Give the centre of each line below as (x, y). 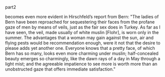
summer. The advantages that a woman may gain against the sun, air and (79, 38)
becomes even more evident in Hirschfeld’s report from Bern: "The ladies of (82, 17)
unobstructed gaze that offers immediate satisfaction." (60, 69)
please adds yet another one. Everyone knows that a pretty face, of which (80, 48)
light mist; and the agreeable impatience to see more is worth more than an (81, 64)
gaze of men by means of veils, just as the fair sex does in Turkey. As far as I (83, 27)
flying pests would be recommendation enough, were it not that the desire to (83, 43)
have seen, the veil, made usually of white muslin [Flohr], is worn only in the (82, 32)
